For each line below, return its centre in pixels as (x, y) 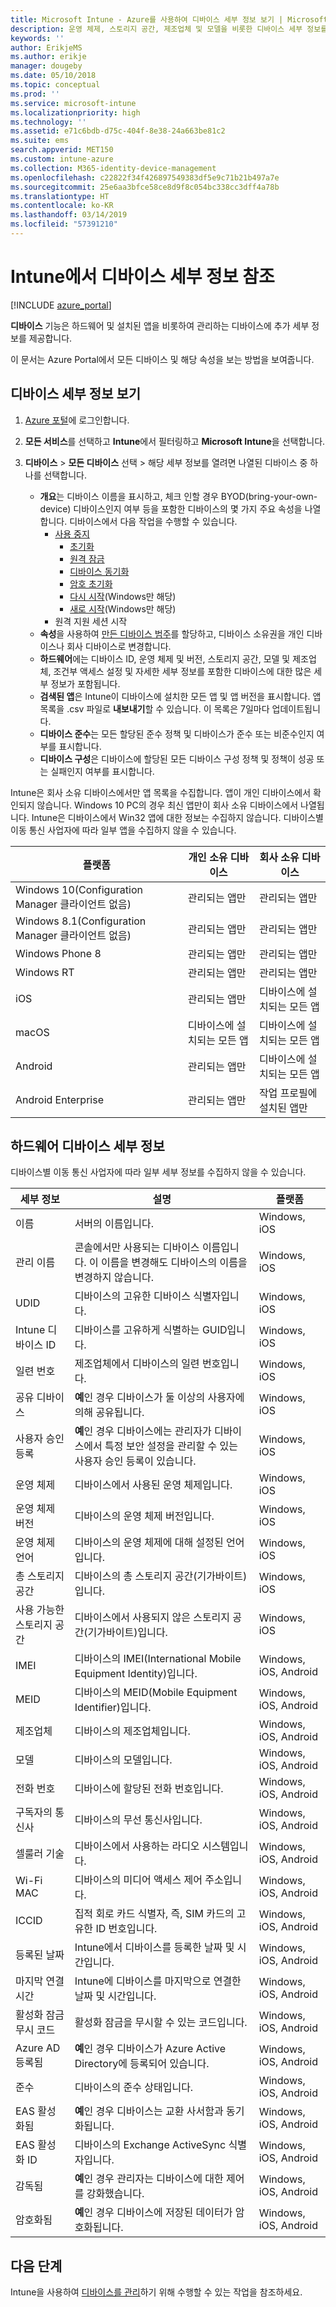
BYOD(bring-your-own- (269, 496)
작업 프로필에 (288, 1093)
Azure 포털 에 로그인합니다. (77, 420)
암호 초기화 (91, 583)
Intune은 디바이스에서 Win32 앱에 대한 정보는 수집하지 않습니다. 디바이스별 (177, 817)
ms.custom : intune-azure (62, 159)
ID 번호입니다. (126, 1929)
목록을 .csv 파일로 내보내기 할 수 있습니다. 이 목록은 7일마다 (154, 708)
